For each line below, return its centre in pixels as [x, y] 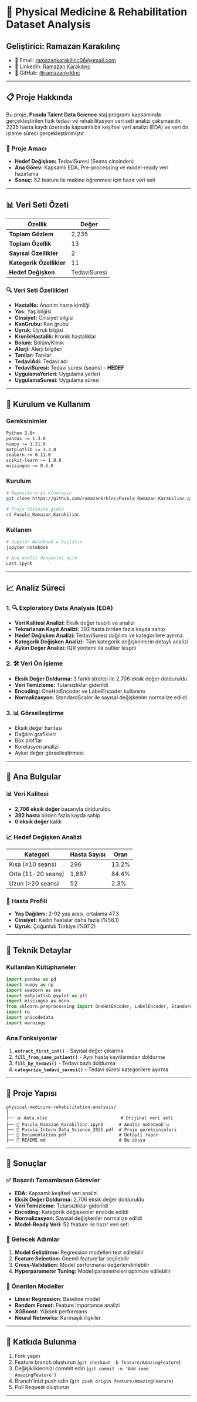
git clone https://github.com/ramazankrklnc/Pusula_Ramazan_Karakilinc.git [101, 499]
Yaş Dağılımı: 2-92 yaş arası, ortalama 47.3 [67, 914]
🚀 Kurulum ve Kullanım [48, 404]
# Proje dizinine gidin [35, 509]
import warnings [26, 1023]
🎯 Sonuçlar [26, 1164]
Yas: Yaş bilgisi [33, 311]
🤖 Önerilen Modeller [35, 1286]
